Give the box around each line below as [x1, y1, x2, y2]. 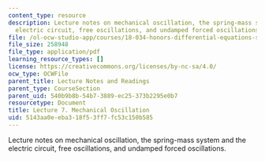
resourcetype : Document [8, 99, 87, 107]
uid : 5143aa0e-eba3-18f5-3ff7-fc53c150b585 [8, 114, 154, 122]
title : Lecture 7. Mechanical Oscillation [8, 107, 150, 115]
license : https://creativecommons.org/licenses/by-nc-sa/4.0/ [8, 63, 217, 71]
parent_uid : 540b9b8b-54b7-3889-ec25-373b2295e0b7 [8, 92, 178, 100]
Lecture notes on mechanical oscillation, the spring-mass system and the [8, 135, 247, 145]
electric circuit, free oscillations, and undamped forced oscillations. [8, 143, 226, 153]
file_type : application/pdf [8, 48, 101, 56]
